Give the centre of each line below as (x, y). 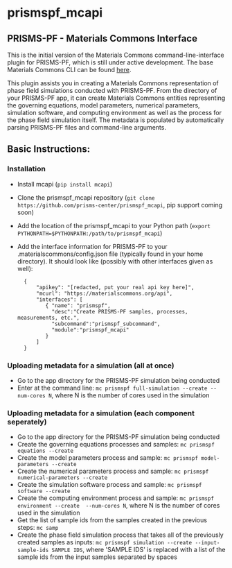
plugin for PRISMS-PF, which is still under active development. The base (110, 62)
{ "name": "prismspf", (78, 305)
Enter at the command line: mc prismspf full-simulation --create (112, 388)
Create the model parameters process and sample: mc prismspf (108, 458)
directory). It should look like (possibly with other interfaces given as (115, 261)
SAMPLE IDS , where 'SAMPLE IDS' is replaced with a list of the (139, 550)
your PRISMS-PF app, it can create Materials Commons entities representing (116, 98)
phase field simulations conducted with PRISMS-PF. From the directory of (112, 91)
